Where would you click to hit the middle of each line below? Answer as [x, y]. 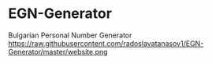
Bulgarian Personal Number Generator [70, 35]
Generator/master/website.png [58, 52]
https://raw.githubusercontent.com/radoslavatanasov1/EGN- [106, 43]
